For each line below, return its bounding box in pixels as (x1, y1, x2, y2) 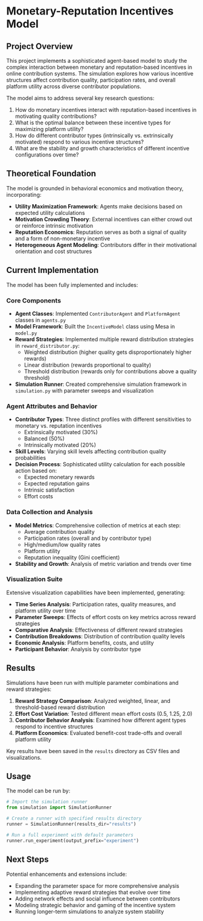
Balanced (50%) (24, 435, 65, 442)
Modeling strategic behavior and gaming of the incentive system (14, 901, 176, 908)
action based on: (14, 467, 57, 475)
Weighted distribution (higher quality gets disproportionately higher (24, 348, 192, 356)
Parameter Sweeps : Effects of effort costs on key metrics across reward (14, 613, 196, 620)
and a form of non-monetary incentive (14, 234, 111, 242)
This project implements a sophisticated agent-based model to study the (6, 57, 187, 64)
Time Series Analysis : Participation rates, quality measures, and (14, 600, 176, 608)
